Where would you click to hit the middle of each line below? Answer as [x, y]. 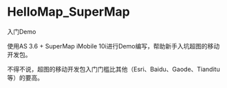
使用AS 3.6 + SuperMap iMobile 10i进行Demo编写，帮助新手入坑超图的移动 [113, 46]
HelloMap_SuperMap [69, 12]
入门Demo [22, 31]
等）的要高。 [25, 77]
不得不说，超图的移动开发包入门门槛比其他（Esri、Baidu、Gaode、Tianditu [113, 69]
